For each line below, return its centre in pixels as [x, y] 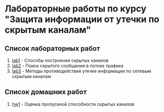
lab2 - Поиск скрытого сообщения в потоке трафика [68, 66]
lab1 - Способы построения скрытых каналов [60, 60]
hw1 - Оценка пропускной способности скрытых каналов [73, 104]
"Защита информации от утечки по [82, 19]
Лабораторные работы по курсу [76, 9]
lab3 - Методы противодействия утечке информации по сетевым [82, 71]
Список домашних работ [46, 92]
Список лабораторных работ [52, 48]
